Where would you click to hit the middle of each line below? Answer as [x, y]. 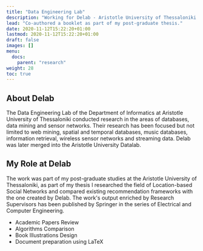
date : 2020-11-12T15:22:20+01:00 [48, 29]
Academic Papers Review [47, 222]
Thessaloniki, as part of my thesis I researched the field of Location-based [99, 184]
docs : [19, 57]
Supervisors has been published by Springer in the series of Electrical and [99, 204]
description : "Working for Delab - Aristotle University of [84, 18]
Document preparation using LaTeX [59, 241]
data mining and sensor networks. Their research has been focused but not [101, 126]
